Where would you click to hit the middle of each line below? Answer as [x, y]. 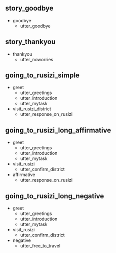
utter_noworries [37, 59]
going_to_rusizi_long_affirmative [58, 130]
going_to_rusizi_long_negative [55, 196]
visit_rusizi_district [32, 109]
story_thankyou [30, 42]
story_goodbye [29, 8]
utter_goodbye [35, 26]
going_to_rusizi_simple [43, 75]
